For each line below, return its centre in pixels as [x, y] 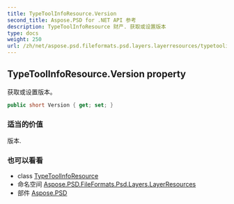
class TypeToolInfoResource [58, 176]
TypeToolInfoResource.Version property [97, 74]
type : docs [23, 33]
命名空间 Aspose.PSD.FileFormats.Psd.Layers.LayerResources [107, 185]
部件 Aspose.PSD [42, 193]
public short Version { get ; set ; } [60, 105]
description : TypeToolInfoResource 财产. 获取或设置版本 [87, 26]
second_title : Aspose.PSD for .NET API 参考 [72, 20]
